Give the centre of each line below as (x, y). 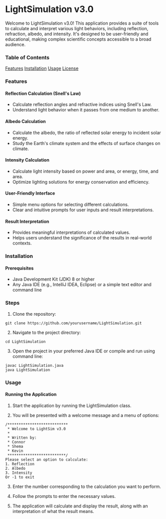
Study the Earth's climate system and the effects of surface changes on (86, 143)
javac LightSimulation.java (34, 365)
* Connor (16, 442)
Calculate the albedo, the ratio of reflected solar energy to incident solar (87, 133)
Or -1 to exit (20, 477)
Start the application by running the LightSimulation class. (72, 406)
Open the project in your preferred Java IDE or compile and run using (83, 351)
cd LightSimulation (25, 342)
